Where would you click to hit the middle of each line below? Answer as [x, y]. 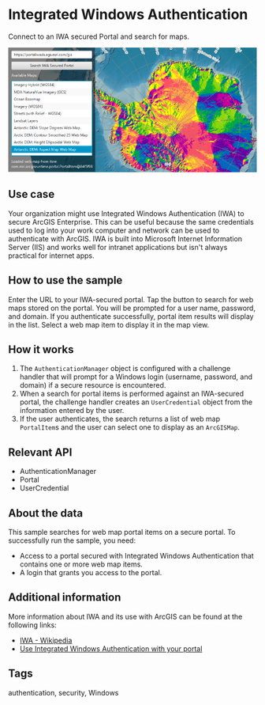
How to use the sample [65, 280]
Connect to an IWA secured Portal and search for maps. [99, 36]
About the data [46, 513]
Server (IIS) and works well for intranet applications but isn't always [118, 247]
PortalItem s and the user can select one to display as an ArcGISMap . [130, 427]
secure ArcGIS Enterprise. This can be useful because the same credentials [131, 222]
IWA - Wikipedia [46, 640]
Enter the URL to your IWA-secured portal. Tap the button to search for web [131, 299]
